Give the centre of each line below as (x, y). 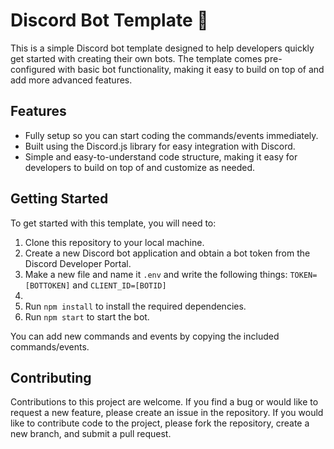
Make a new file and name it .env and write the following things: (156, 274)
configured (33, 69)
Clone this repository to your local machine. (114, 242)
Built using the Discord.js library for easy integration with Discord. (160, 146)
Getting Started (59, 199)
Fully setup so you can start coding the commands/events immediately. (171, 135)
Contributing (51, 377)
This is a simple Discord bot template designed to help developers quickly (162, 48)
